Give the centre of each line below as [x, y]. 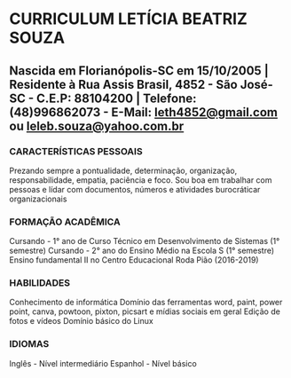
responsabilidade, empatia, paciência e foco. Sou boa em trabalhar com [141, 180]
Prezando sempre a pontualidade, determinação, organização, [123, 170]
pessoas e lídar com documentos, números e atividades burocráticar [135, 189]
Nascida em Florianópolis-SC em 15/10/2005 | [139, 71]
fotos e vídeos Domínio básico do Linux [81, 321]
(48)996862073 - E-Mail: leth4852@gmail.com [143, 112]
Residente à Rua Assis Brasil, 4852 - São [123, 84]
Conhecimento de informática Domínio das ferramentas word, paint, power [146, 303]
